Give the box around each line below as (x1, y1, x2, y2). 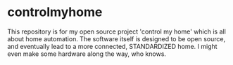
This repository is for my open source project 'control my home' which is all (7, 27, 227, 36)
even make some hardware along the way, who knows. (7, 50, 167, 58)
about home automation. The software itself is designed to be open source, (7, 34, 226, 43)
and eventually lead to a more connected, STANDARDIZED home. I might (7, 42, 218, 50)
